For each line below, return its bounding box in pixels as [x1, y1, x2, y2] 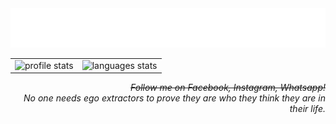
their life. [289, 103, 326, 115]
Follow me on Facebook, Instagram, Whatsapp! [130, 82, 326, 94]
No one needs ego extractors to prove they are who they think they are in [23, 92, 326, 104]
